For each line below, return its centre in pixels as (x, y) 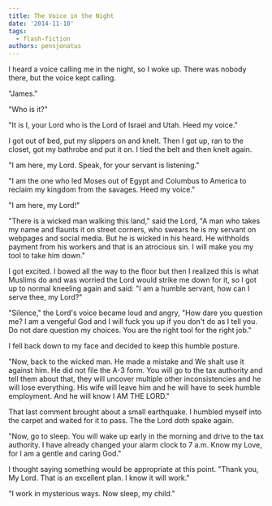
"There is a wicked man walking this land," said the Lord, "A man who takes (134, 221)
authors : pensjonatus (45, 46)
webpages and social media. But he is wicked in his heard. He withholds (129, 238)
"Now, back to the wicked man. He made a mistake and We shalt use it (127, 361)
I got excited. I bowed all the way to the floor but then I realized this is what (134, 271)
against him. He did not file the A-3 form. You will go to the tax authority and (136, 370)
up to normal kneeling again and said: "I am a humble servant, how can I (129, 288)
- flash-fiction (43, 39)
